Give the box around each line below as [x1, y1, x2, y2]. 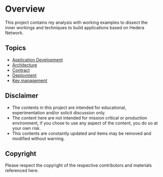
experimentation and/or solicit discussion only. [12, 109, 106, 115]
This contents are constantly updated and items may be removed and [12, 130, 152, 136]
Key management [12, 77, 48, 83]
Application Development [12, 57, 63, 63]
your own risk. [12, 125, 41, 131]
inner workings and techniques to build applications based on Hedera [5, 24, 145, 30]
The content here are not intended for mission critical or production [12, 115, 147, 121]
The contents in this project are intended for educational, [12, 105, 127, 110]
